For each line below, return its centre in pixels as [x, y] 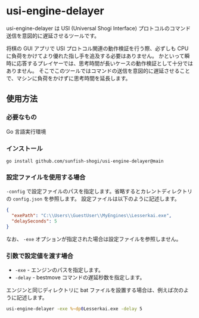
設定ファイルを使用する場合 [46, 177]
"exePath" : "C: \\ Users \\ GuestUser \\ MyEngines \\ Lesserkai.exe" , [91, 216]
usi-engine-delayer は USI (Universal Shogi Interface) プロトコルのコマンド [98, 28]
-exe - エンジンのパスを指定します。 [59, 270]
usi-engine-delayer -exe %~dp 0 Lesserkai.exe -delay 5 [74, 309]
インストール [24, 149]
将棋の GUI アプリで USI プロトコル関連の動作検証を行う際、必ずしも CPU [97, 48]
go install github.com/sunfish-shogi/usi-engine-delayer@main [85, 161]
